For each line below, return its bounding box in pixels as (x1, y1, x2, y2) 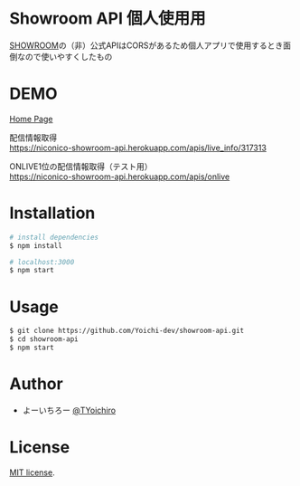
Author (9, 374, 63, 395)
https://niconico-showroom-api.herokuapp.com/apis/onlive (9, 171, 230, 182)
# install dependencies (9, 233, 99, 242)
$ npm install (9, 241, 63, 250)
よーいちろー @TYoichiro (22, 405, 116, 415)
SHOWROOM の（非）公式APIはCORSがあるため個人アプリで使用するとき (9, 40, 284, 51)
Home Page (9, 113, 53, 124)
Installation (9, 203, 96, 224)
